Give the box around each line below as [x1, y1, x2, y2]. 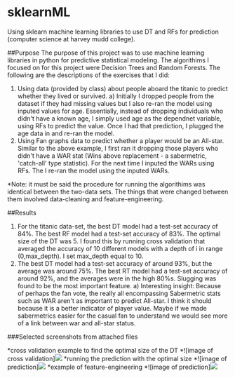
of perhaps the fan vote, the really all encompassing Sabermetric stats [17, 289, 221, 297]
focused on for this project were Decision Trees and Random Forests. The [7, 63, 221, 72]
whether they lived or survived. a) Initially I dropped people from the [17, 92, 215, 100]
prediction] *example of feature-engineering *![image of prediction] [7, 363, 211, 371]
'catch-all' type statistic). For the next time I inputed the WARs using [17, 158, 215, 167]
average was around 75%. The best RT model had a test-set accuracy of [17, 266, 228, 275]
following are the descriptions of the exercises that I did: [7, 71, 170, 79]
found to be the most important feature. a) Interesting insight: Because [17, 281, 222, 290]
